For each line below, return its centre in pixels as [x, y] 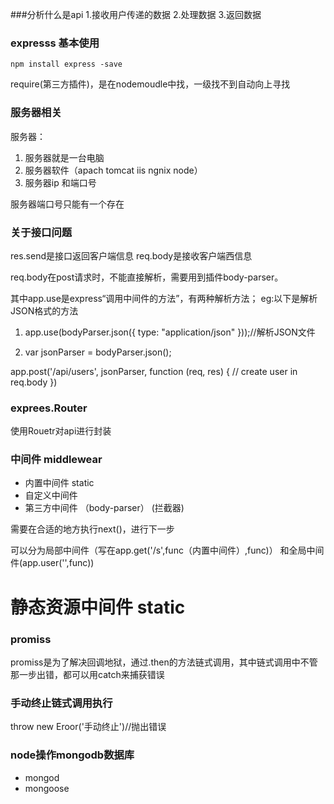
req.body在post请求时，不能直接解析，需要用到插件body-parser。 [147, 277]
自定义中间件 [51, 495]
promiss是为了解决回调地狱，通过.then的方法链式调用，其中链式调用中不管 [164, 662]
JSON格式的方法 [44, 310]
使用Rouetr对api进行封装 [61, 431]
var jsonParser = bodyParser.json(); [98, 352]
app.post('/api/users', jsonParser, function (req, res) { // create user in [154, 371]
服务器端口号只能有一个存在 [67, 204]
